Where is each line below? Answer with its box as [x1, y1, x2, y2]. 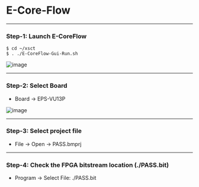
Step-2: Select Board [6, 81, 68, 90]
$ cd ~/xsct [6, 46, 36, 52]
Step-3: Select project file [6, 127, 82, 135]
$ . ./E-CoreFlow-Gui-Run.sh [6, 51, 78, 57]
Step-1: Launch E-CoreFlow [6, 32, 87, 40]
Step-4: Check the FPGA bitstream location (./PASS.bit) [6, 161, 169, 169]
